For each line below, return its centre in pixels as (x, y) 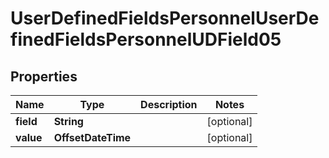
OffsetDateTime (92, 137)
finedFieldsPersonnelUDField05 (146, 39)
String (68, 121)
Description (169, 104)
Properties (44, 76)
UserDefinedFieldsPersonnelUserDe (165, 18)
